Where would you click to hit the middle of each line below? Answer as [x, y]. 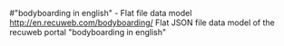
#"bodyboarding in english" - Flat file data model [101, 13]
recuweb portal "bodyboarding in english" [88, 32]
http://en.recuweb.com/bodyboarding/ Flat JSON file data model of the [142, 23]
